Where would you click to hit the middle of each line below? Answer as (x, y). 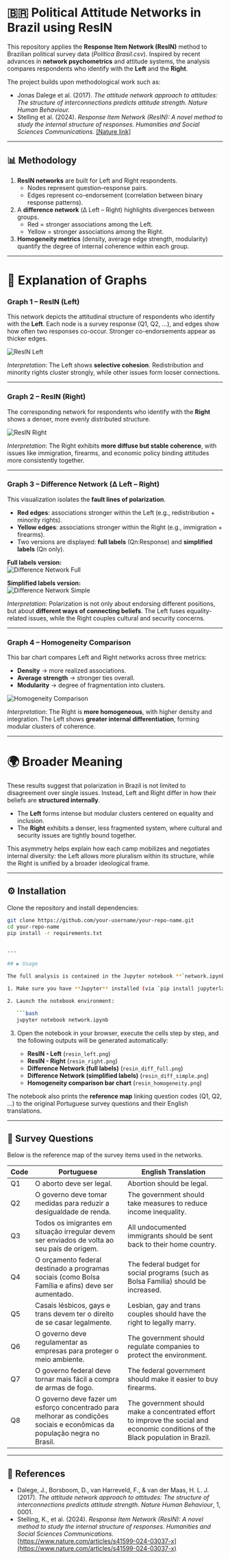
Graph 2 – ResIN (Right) (47, 397)
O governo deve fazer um (76, 1399)
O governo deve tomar (71, 1194)
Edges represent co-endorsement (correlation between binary (115, 195)
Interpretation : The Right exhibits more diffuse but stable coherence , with (112, 446)
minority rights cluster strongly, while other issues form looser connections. (114, 373)
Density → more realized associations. (72, 671)
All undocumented (157, 1227)
